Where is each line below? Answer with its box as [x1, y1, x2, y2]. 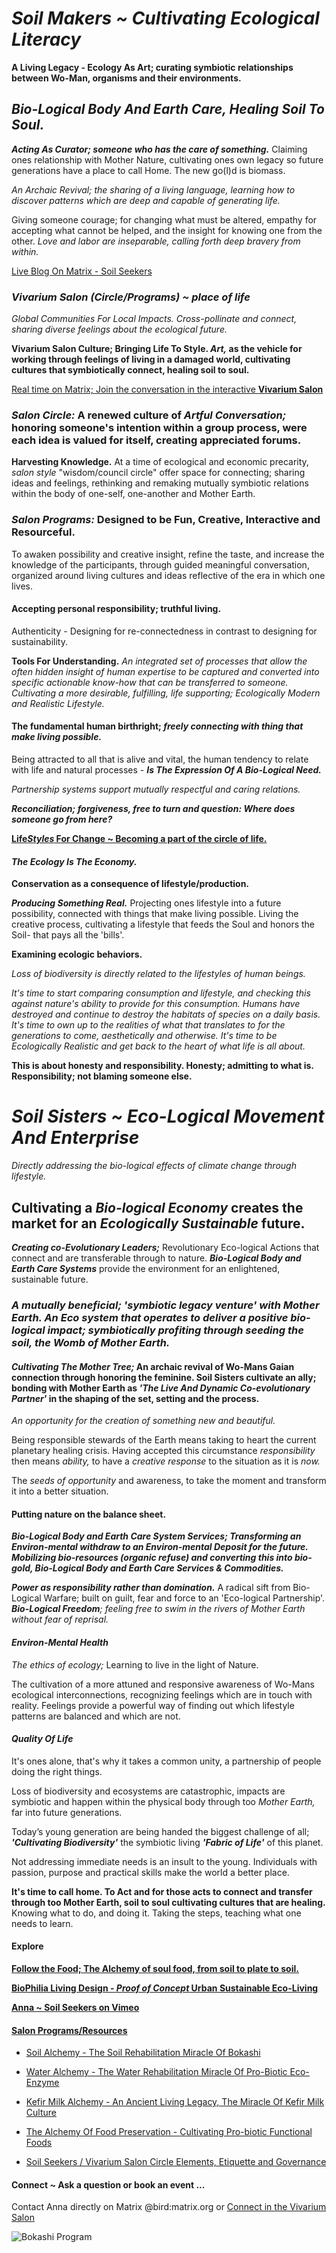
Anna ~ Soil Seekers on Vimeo [11, 2001, 140, 2013]
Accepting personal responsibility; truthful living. [11, 603, 222, 615]
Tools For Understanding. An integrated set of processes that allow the [11, 655, 308, 667]
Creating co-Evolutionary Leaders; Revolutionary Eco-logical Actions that [11, 1242, 320, 1253]
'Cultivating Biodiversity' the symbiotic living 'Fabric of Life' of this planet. [11, 1836, 324, 1848]
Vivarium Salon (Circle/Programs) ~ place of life [11, 290, 251, 304]
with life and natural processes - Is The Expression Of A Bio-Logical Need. [11, 764, 323, 776]
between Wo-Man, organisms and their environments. [11, 72, 242, 84]
